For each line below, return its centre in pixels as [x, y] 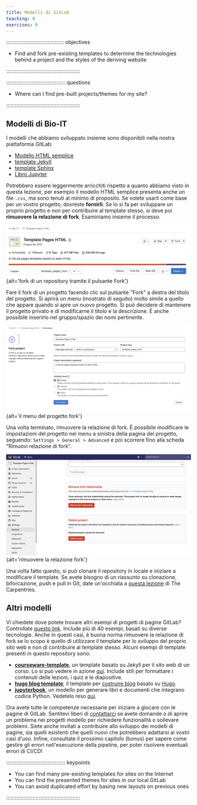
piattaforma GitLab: [29, 144]
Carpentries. [21, 590]
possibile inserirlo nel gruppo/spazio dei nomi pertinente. [75, 318]
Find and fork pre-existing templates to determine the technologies [96, 53]
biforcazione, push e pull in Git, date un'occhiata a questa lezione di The [93, 583]
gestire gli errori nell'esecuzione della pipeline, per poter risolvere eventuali [97, 745]
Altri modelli [29, 608]
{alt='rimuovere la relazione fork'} [47, 559]
